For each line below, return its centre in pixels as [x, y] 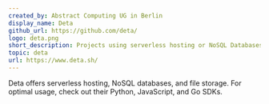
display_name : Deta [41, 23]
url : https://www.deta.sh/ [53, 61]
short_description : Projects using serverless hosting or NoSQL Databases [136, 46]
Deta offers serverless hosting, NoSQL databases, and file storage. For [125, 83]
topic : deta [28, 53]
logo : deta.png [34, 38]
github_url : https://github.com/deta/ [73, 30]
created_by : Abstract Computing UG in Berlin [85, 16]
